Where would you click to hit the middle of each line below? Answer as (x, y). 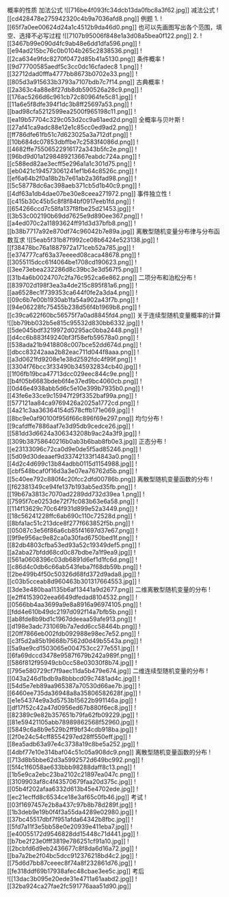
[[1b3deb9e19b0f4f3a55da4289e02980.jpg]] (70, 812)
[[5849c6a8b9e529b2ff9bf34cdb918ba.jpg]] (70, 729)
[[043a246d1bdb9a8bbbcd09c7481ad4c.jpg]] (72, 679)
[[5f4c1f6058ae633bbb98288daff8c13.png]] (69, 767)
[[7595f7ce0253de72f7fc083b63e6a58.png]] (71, 501)
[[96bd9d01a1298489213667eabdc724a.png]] (72, 156)
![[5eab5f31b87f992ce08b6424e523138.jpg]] (91, 240)
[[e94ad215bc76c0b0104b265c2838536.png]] (73, 51)
